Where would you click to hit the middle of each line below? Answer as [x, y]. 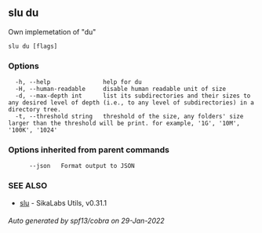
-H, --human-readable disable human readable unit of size [120, 89]
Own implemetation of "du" [52, 31]
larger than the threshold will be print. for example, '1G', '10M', [124, 124]
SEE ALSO [28, 186]
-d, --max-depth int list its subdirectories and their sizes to [133, 96]
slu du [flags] [33, 46]
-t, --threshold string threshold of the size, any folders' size [129, 117]
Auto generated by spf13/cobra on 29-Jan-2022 [86, 221]
